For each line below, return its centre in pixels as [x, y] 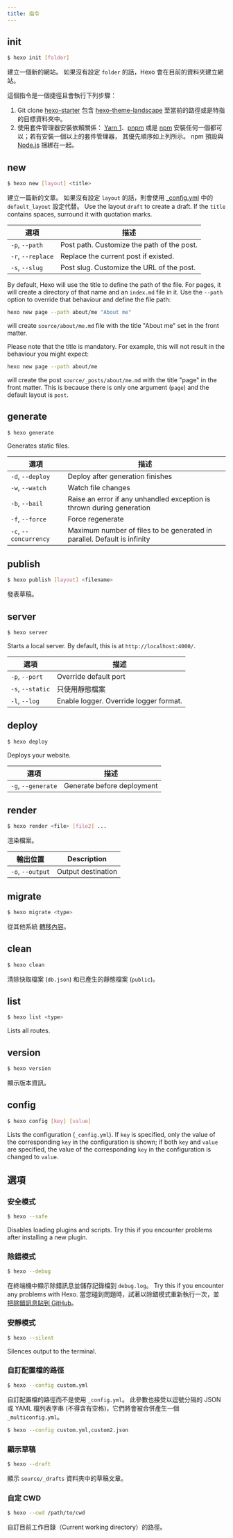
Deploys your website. [39, 755]
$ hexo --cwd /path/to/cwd [46, 1513]
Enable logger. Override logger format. [119, 700]
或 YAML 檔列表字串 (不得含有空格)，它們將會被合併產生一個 [93, 1408]
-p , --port [27, 676]
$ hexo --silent [31, 1337]
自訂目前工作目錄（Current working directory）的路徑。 [87, 1527]
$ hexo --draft [29, 1464]
